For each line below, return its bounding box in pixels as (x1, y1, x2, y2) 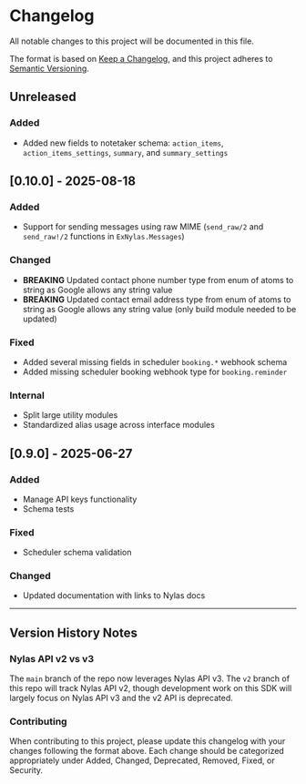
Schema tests (22, 503, 75, 514)
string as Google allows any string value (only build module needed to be (22, 303, 297, 314)
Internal (9, 389, 46, 402)
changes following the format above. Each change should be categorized (9, 746, 284, 757)
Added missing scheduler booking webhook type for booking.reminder (22, 366, 288, 377)
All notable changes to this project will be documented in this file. (9, 36, 255, 46)
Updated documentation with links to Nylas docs (22, 590, 206, 601)
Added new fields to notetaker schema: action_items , (22, 137, 225, 148)
